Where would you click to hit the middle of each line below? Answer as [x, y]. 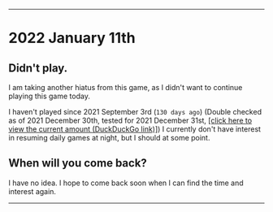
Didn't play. [38, 68]
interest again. [32, 191]
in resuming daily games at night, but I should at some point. [109, 138]
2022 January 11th [72, 38]
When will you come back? [78, 163]
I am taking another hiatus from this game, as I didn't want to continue [126, 87]
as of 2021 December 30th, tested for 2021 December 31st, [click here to [130, 120]
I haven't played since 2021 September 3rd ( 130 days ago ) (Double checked [135, 112]
